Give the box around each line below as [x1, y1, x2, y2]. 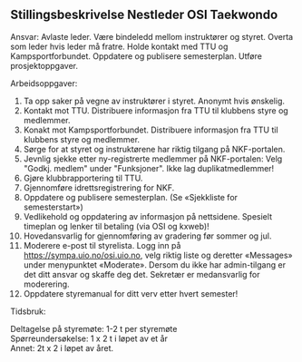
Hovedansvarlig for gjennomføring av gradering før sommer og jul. [23, 230, 272, 241]
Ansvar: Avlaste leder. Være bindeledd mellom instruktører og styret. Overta [10, 31, 294, 42]
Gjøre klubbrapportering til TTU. [23, 172, 143, 183]
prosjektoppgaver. [10, 60, 79, 71]
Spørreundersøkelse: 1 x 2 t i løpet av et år [10, 333, 169, 344]
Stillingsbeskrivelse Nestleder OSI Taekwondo [10, 7, 278, 23]
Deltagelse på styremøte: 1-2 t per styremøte [10, 323, 178, 334]
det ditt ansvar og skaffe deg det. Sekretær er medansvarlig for [23, 269, 260, 279]
